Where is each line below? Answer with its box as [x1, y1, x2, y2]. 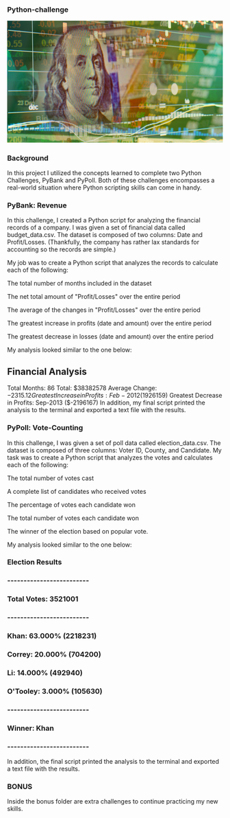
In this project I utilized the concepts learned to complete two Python [7, 169, 202, 177]
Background [7, 153, 49, 163]
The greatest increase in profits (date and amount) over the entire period [7, 319, 212, 328]
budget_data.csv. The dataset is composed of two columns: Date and [7, 231, 203, 239]
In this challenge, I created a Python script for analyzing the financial [7, 216, 201, 225]
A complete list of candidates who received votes [7, 487, 146, 495]
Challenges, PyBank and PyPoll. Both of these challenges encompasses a [7, 177, 215, 185]
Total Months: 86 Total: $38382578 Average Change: [7, 384, 157, 392]
